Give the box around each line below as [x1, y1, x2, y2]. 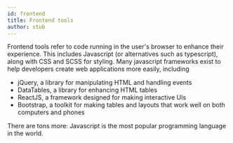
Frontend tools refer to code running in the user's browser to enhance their [7, 43, 224, 51]
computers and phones [17, 108, 86, 116]
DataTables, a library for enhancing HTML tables [17, 86, 158, 95]
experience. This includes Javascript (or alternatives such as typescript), [7, 50, 218, 58]
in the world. [7, 129, 44, 137]
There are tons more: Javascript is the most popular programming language [7, 122, 227, 130]
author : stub [7, 23, 46, 30]
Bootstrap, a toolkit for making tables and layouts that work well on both [17, 101, 226, 109]
